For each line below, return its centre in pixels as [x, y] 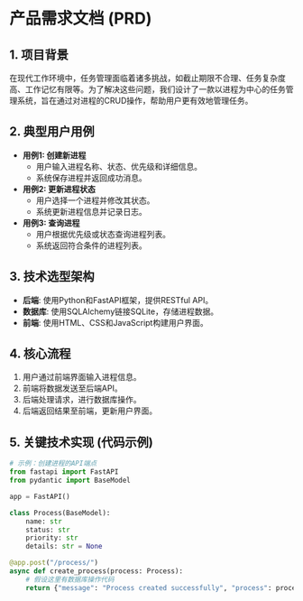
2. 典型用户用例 [52, 132]
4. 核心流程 [40, 354]
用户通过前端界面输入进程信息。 [82, 377]
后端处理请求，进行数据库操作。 [82, 400]
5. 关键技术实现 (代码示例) [81, 442]
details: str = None [64, 547]
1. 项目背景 [39, 55]
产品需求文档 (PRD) [81, 18]
